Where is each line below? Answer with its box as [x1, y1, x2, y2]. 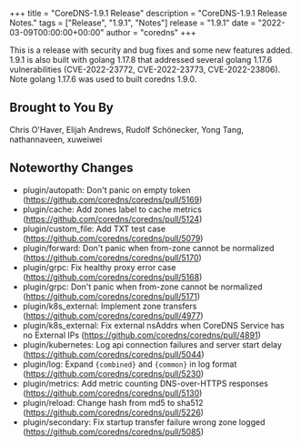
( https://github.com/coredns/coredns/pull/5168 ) [22, 271, 203, 282]
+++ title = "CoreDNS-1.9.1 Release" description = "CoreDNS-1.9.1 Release [9, 8, 288, 18]
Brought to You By [9, 100, 114, 116]
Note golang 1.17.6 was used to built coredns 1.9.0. [9, 74, 197, 85]
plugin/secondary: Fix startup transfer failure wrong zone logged [22, 416, 266, 427]
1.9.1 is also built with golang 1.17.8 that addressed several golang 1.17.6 [9, 55, 273, 65]
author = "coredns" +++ [105, 27, 197, 37]
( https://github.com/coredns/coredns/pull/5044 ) [22, 349, 205, 360]
